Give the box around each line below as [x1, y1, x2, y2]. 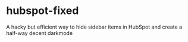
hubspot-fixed [6, 4, 79, 17]
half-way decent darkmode [6, 29, 73, 36]
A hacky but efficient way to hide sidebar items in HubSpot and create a [6, 23, 183, 30]
